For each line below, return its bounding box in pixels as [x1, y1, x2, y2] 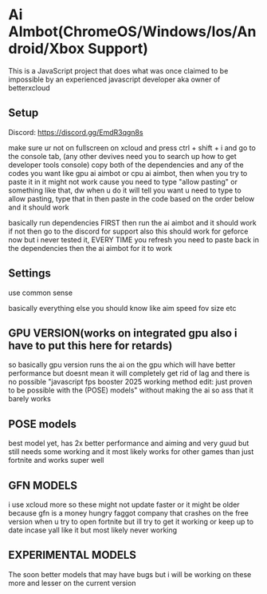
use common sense [8, 288, 73, 297]
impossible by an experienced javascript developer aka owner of [8, 74, 221, 84]
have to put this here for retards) [8, 338, 173, 353]
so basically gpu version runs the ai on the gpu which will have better [8, 360, 236, 369]
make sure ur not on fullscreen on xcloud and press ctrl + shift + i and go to [8, 142, 257, 153]
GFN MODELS [8, 478, 78, 492]
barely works [8, 394, 52, 404]
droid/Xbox [8, 40, 85, 58]
